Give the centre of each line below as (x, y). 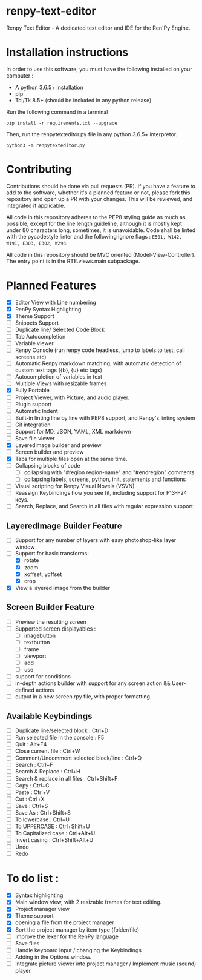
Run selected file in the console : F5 (60, 738)
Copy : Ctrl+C (32, 785)
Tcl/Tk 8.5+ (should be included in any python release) (83, 100)
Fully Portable (32, 390)
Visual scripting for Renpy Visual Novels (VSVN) (75, 486)
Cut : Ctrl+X (30, 799)
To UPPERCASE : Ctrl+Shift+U (52, 826)
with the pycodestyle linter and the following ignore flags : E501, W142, (94, 236)
